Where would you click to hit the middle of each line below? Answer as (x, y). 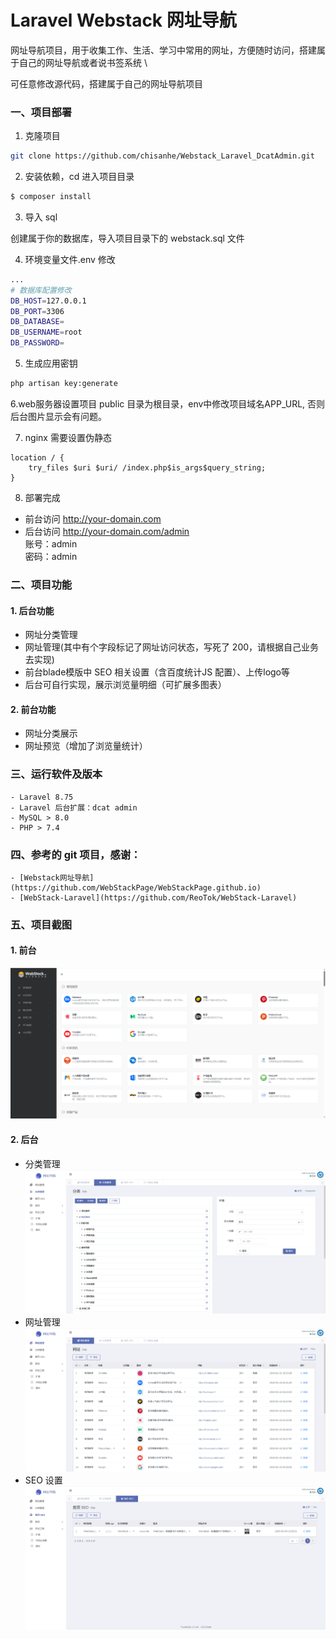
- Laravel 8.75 (42, 797)
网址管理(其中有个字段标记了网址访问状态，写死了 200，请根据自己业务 (172, 647)
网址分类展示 (51, 733)
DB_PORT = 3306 (37, 311)
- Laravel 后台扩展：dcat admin (74, 807)
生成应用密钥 (51, 363)
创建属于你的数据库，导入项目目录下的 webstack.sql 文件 (127, 238)
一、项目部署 (41, 112)
